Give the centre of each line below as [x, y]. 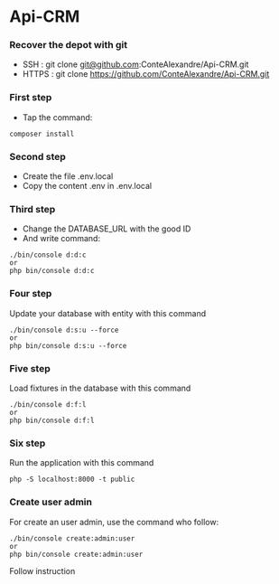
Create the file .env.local [68, 176]
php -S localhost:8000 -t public [72, 480]
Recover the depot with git [69, 45]
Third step [33, 209]
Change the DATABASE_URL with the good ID [107, 229]
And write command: [61, 239]
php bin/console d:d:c [52, 271]
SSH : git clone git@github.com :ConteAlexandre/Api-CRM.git [135, 64]
